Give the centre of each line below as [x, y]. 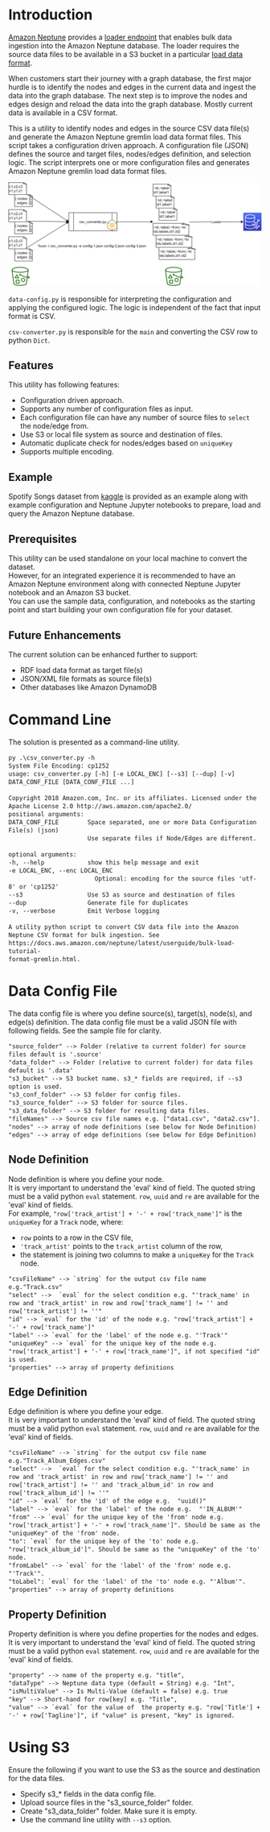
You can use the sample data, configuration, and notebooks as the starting [132, 601]
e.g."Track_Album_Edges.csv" [57, 1461]
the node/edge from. [54, 426]
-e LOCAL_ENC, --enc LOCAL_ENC [61, 870]
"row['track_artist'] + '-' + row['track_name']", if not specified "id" [135, 1351]
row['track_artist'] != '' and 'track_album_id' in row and [111, 1485]
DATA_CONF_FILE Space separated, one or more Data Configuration [133, 822]
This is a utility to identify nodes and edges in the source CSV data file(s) [129, 128]
